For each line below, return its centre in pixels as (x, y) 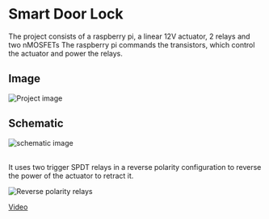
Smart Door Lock (66, 14)
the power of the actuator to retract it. (71, 176)
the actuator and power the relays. (66, 53)
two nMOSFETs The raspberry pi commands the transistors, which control (132, 44)
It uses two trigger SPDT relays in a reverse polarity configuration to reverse (135, 167)
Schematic (36, 124)
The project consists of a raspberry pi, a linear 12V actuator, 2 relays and (129, 36)
